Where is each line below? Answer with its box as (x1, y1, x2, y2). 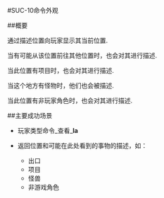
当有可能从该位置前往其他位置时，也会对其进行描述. (7, 52, 158, 59)
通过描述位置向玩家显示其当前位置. (7, 36, 108, 45)
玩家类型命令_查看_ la (17, 127, 79, 134)
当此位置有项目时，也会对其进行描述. (7, 66, 115, 74)
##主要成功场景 (7, 112, 53, 120)
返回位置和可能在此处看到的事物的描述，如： (17, 141, 148, 150)
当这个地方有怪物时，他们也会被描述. (7, 81, 115, 90)
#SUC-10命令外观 (7, 6, 58, 14)
